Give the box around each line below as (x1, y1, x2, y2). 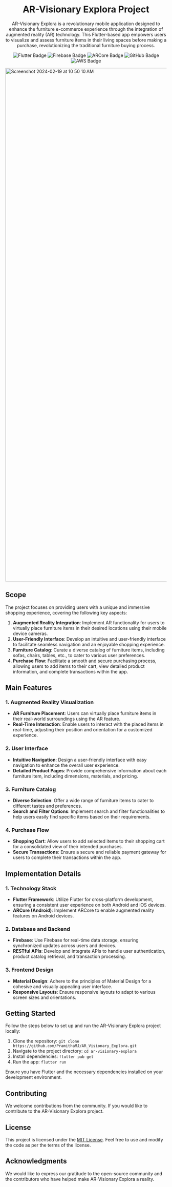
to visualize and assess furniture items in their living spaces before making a (5, 37, 167, 43)
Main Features (5, 683, 52, 692)
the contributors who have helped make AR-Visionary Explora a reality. (5, 1176, 155, 1182)
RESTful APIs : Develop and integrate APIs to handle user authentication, (12, 948, 165, 954)
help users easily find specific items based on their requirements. (12, 814, 151, 820)
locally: (5, 1028, 20, 1034)
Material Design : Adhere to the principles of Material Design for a (12, 978, 152, 984)
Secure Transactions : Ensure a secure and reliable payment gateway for (12, 849, 166, 855)
